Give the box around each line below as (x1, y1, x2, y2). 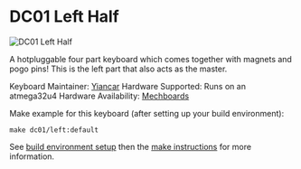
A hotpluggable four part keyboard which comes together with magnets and (9, 53, 292, 64)
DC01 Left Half (9, 6, 119, 27)
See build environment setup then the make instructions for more (9, 141, 251, 152)
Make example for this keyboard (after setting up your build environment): (9, 108, 285, 118)
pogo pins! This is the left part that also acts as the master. (9, 63, 228, 74)
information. (9, 151, 55, 162)
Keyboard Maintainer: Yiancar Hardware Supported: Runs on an (9, 80, 247, 91)
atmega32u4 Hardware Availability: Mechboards (9, 90, 190, 101)
